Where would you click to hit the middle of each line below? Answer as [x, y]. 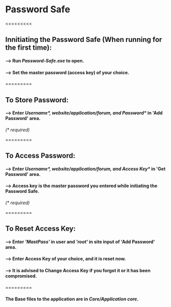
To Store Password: [37, 100]
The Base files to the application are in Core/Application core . [72, 299]
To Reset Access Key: [41, 229]
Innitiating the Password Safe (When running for [84, 40]
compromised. [21, 276]
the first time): [29, 48]
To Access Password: [40, 156]
